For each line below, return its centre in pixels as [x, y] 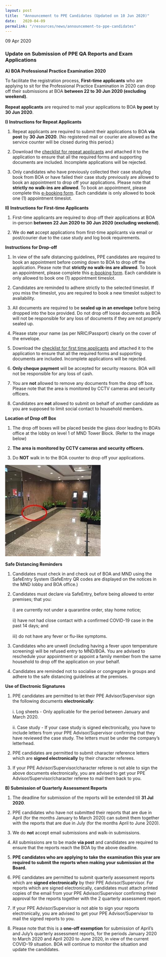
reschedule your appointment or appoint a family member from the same [86, 656]
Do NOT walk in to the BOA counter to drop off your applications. [79, 457]
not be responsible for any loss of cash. [53, 373]
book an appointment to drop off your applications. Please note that [81, 182]
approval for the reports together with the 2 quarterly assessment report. [87, 898]
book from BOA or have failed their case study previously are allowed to [86, 177]
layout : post [19, 10]
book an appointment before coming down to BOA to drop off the [79, 262]
